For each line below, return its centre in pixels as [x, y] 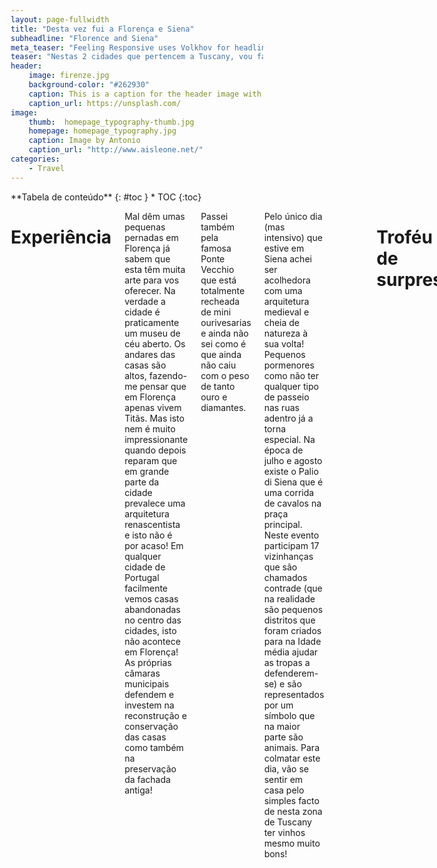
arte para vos [152, 280]
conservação [151, 726]
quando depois [155, 450]
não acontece [152, 641]
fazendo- [167, 375]
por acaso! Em [154, 545]
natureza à [286, 333]
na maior [282, 726]
